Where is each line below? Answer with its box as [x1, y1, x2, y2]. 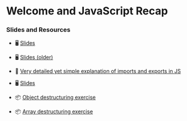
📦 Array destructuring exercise [14, 108, 93, 115]
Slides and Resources [6, 26, 71, 34]
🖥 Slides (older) [14, 54, 53, 61]
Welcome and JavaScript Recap [6, 4, 168, 18]
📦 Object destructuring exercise [14, 94, 96, 101]
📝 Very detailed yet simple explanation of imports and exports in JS [14, 68, 181, 75]
